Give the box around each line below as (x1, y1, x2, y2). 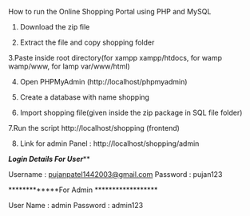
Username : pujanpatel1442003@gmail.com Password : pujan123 (8, 170, 223, 179)
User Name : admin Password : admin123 (8, 201, 144, 210)
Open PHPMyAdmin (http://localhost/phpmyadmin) (19, 77, 188, 86)
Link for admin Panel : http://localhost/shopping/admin (19, 139, 200, 148)
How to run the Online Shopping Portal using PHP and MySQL (8, 7, 212, 16)
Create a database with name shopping (19, 92, 150, 102)
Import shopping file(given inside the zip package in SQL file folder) (19, 108, 243, 117)
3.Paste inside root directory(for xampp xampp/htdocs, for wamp (8, 53, 222, 62)
